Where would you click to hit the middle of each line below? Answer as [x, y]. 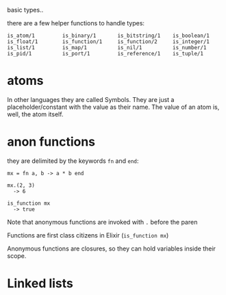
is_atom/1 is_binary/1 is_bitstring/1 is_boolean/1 [109, 36]
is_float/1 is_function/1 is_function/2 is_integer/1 [109, 42]
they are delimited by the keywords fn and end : [73, 161]
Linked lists [40, 284]
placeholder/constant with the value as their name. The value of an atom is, [113, 107]
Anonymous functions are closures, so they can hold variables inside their [111, 248]
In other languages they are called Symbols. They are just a [91, 99]
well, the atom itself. [35, 114]
